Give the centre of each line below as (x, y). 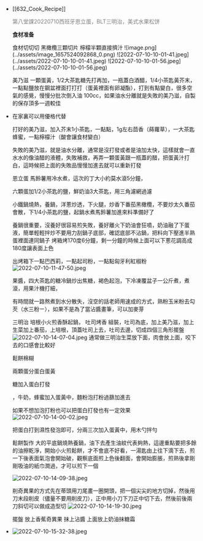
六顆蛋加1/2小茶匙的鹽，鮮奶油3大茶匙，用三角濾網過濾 (82, 191)
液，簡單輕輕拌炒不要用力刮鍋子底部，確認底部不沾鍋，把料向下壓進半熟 (103, 233)
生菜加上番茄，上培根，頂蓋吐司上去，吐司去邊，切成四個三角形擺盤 (98, 330)
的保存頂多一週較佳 (36, 103)
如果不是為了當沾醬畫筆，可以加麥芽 (98, 309)
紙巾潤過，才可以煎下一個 (66, 466)
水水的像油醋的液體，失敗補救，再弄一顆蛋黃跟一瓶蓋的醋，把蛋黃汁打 (101, 158)
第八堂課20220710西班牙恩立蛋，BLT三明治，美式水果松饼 (86, 21)
